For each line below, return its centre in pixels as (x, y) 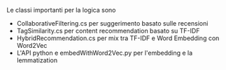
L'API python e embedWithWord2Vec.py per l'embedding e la (105, 53)
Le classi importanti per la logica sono (61, 10)
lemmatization (37, 60)
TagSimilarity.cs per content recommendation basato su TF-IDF (108, 31)
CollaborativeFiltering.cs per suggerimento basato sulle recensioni (112, 23)
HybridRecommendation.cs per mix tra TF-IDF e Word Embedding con (118, 38)
